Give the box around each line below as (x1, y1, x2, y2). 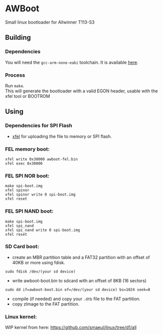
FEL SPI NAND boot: (5, 208, 54, 215)
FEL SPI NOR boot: (5, 172, 50, 179)
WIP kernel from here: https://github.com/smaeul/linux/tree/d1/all (5, 325, 136, 331)
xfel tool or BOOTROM (5, 93, 50, 99)
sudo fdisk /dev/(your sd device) (5, 269, 76, 274)
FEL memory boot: (5, 145, 50, 152)
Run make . (5, 83, 25, 88)
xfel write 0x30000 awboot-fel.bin (5, 157, 78, 162)
